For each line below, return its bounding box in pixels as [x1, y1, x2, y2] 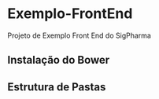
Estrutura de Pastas [7, 80, 106, 93]
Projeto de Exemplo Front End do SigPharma [7, 31, 151, 40]
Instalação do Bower [7, 53, 110, 67]
